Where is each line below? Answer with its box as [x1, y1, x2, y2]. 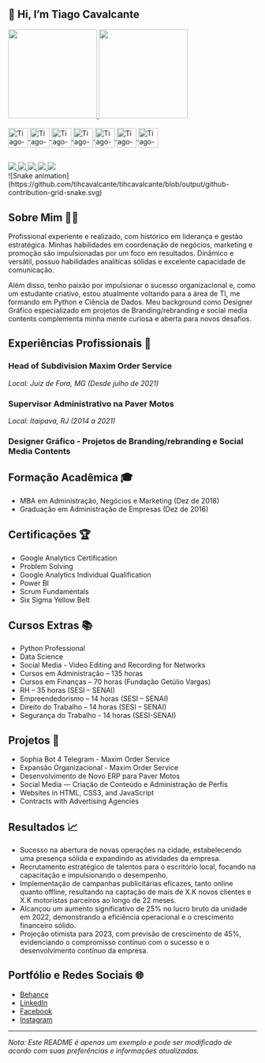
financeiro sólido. [19, 920, 77, 930]
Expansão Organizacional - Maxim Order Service [19, 763, 179, 773]
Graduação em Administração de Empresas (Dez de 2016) [19, 504, 209, 514]
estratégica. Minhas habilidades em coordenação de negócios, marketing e [8, 240, 253, 249]
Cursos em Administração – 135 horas [19, 668, 144, 679]
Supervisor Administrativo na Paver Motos [8, 398, 175, 409]
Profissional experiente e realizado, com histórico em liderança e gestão [8, 232, 243, 241]
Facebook [19, 1006, 53, 1016]
